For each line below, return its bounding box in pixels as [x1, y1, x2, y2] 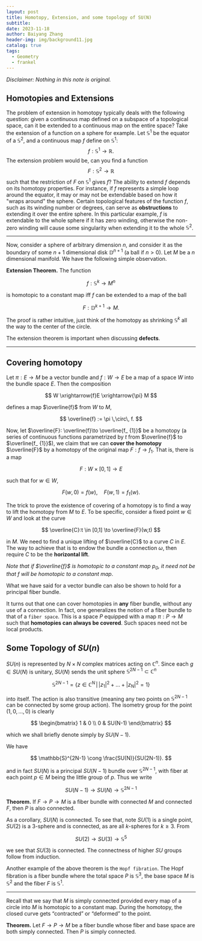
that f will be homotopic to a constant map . [6, 571, 114, 578]
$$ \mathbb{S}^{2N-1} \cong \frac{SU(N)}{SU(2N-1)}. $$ [29, 754, 173, 762]
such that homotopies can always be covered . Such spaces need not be [6, 619, 188, 627]
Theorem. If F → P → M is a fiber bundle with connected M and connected [6, 798, 192, 805]
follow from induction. [6, 853, 61, 860]
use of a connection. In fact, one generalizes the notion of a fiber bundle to [6, 607, 192, 614]
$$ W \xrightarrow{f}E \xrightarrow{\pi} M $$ [44, 392, 158, 399]
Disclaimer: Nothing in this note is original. [6, 76, 111, 83]
